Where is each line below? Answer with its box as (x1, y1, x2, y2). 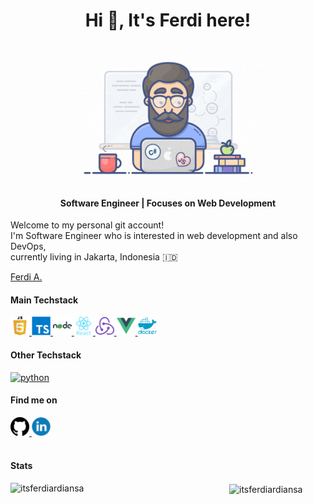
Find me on (10, 394, 58, 406)
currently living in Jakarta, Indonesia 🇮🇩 (10, 251, 178, 263)
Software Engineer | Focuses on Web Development (59, 197, 277, 209)
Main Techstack (10, 294, 79, 306)
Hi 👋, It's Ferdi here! (84, 9, 252, 32)
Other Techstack (10, 349, 82, 361)
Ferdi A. (10, 271, 43, 283)
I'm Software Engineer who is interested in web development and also (10, 230, 298, 242)
